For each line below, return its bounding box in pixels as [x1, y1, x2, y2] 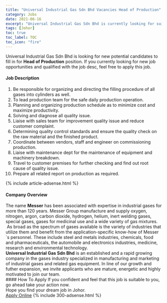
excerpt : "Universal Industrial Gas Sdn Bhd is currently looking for [5, 21, 155, 26]
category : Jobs [5, 12, 37, 17]
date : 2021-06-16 [5, 16, 42, 21]
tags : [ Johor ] [5, 26, 35, 31]
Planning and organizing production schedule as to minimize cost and [12, 102, 155, 108]
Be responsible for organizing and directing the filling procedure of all [12, 86, 155, 92]
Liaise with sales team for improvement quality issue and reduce [12, 118, 144, 124]
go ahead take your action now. [5, 282, 70, 288]
